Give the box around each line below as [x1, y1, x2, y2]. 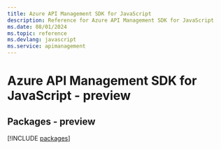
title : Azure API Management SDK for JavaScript [7, 10, 152, 17]
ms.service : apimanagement [7, 43, 86, 50]
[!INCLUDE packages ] [7, 134, 71, 142]
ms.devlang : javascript [7, 36, 77, 43]
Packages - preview [7, 115, 96, 127]
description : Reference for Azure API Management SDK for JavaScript [7, 17, 215, 24]
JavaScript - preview [7, 88, 131, 104]
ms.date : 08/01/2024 [7, 23, 68, 30]
